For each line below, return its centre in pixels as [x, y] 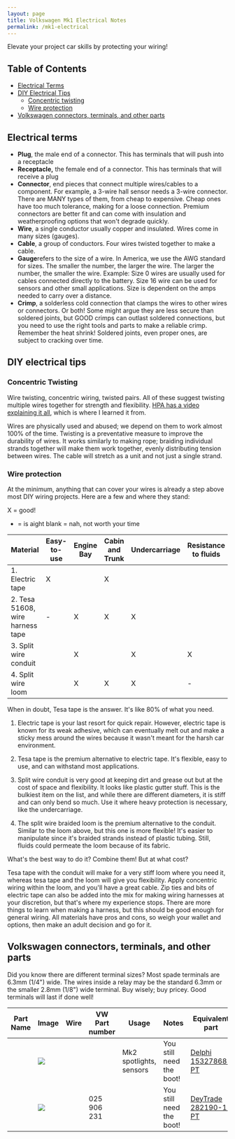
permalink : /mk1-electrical [48, 27]
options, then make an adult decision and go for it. [80, 925]
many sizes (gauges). [48, 236]
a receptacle [35, 161]
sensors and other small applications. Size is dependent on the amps [116, 288]
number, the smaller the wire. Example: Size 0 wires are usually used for [121, 273]
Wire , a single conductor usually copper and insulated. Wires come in [118, 229]
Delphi [201, 1052]
